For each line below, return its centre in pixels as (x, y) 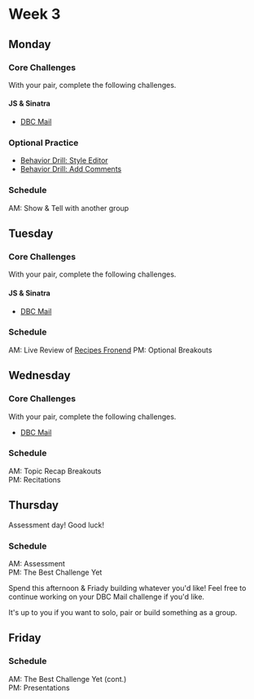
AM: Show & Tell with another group (69, 208)
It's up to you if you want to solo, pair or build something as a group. (123, 612)
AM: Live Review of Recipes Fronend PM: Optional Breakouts (110, 350)
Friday (25, 638)
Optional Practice (44, 143)
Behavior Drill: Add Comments (71, 169)
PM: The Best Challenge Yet (55, 572)
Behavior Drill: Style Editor (64, 160)
